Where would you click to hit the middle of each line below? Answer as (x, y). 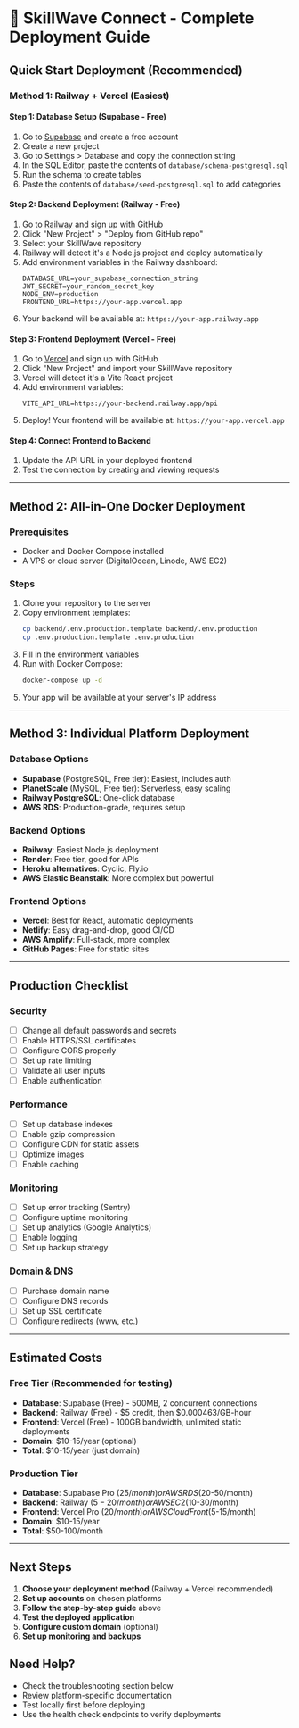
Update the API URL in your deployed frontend (107, 461)
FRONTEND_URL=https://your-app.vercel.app (102, 302)
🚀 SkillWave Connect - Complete (132, 18)
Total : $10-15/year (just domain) (81, 1450)
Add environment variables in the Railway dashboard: (120, 262)
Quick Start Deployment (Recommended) (126, 70)
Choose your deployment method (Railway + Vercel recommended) (148, 1589)
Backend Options (47, 830)
